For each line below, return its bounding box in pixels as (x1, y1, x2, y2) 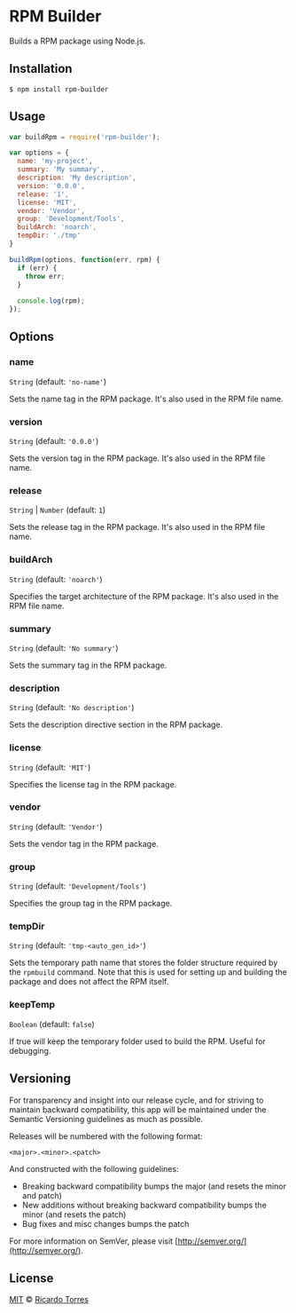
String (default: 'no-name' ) (9, 376, 107, 387)
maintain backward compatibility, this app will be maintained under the (9, 1103, 267, 1115)
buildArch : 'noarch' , (17, 223, 97, 232)
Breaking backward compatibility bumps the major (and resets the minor (21, 1181, 286, 1191)
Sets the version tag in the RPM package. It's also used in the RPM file (9, 453, 266, 463)
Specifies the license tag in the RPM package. (9, 779, 177, 789)
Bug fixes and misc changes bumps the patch (21, 1218, 190, 1229)
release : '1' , (17, 189, 69, 199)
